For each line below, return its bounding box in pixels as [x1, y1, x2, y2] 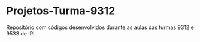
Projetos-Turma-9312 [6, 4, 116, 18]
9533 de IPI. [6, 30, 37, 37]
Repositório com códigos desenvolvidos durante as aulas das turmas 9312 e [6, 24, 195, 31]
